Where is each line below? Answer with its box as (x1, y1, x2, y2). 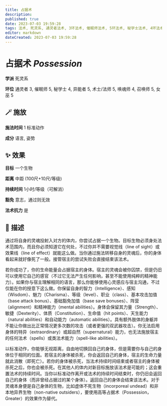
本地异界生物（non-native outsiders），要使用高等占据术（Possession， (5, 389, 152, 396)
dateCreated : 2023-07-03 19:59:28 (5, 35, 77, 40)
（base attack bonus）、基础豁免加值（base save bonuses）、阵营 (5, 298, 139, 304)
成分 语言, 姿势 (5, 135, 35, 141)
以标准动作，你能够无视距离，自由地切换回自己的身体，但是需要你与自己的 (5, 346, 158, 352)
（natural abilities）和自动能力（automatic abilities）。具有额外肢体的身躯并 (5, 316, 158, 322)
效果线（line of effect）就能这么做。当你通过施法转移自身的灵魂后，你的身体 (5, 250, 162, 256)
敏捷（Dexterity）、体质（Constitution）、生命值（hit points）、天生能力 (5, 310, 148, 316)
